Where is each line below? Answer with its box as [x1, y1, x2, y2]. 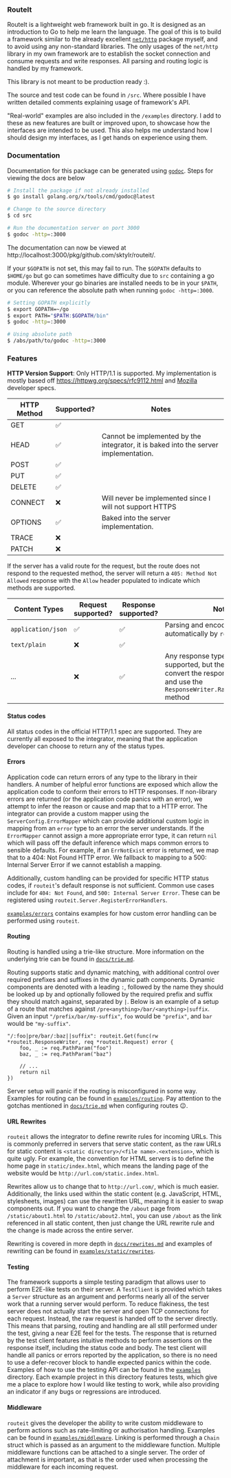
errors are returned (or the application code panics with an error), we [7, 795, 203, 803]
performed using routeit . [7, 917, 80, 925]
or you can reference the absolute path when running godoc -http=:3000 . [7, 286, 214, 294]
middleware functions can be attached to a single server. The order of [7, 1448, 206, 1456]
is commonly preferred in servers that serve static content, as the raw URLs [7, 1140, 221, 1148]
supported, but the [164, 660, 225, 670]
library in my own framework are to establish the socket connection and [7, 50, 211, 58]
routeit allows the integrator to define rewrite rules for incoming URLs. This [7, 1133, 222, 1141]
